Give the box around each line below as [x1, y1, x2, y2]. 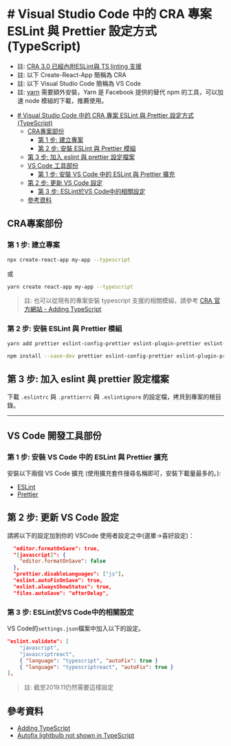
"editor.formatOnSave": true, [13, 545, 100, 552]
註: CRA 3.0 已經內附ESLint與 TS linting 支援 [16, 62, 142, 70]
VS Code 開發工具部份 [7, 430, 102, 441]
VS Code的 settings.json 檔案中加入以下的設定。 [7, 624, 145, 633]
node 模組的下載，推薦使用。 [25, 96, 108, 105]
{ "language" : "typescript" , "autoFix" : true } [19, 657, 158, 664]
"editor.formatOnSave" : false [19, 558, 107, 564]
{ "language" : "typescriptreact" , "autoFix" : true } [19, 663, 174, 670]
